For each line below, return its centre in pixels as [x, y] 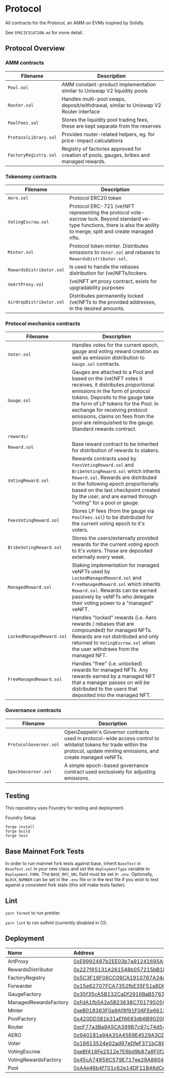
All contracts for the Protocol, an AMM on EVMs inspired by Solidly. [75, 23]
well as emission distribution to [108, 358]
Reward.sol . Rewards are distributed [114, 477]
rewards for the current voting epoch [116, 545]
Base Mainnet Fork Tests [45, 851]
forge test [17, 836]
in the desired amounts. [97, 308]
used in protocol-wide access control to [112, 738]
